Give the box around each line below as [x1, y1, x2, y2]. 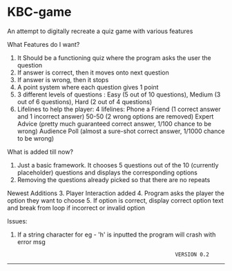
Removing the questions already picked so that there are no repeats [17, 175, 211, 183]
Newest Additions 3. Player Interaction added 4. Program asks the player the [7, 189, 224, 197]
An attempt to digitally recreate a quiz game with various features [7, 27, 193, 35]
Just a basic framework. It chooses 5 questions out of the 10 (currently [17, 161, 219, 169]
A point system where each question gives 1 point [17, 83, 159, 91]
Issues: [7, 217, 28, 225]
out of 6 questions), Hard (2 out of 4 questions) [17, 97, 153, 106]
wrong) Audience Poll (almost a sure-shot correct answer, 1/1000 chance [17, 127, 225, 135]
